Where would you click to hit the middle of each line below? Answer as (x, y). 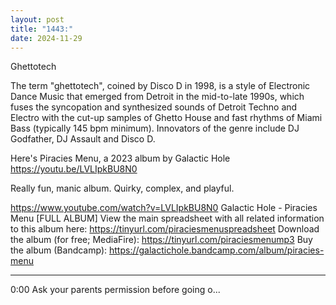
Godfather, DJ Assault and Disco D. (83, 139)
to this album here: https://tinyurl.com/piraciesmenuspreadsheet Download (165, 229)
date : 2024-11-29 (46, 38)
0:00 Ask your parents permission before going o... (115, 290)
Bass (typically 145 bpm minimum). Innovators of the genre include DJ (155, 128)
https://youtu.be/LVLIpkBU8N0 (74, 169)
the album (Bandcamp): (59, 250)
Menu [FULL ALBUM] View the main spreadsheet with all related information (167, 218)
